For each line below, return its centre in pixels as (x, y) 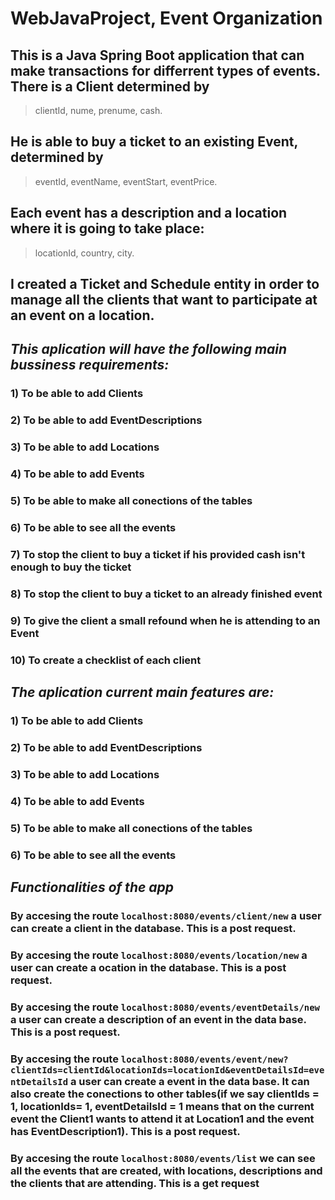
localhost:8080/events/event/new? (204, 1059)
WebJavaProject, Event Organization (166, 18)
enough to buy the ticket (71, 567)
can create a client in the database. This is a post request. (153, 928)
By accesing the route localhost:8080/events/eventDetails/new (165, 1007)
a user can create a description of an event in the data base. (158, 1019)
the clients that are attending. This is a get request (135, 1183)
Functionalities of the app (92, 887)
